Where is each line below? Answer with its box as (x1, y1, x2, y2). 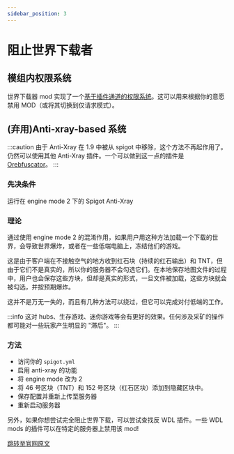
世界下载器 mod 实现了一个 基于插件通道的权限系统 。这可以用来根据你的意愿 (7, 92, 225, 100)
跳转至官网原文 (7, 439, 50, 448)
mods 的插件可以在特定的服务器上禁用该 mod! (7, 425, 139, 433)
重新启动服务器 (17, 401, 61, 409)
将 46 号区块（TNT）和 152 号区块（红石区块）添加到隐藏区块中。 (17, 384, 208, 392)
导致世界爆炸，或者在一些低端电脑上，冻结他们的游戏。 (25, 242, 185, 250)
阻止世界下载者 (7, 43, 93, 58)
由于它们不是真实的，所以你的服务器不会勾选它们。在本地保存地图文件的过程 (7, 266, 227, 274)
